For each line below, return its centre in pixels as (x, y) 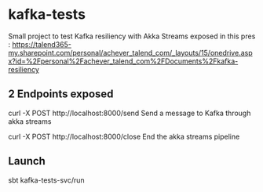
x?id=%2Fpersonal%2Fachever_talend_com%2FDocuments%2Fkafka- (123, 61)
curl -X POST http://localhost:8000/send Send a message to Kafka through (130, 113)
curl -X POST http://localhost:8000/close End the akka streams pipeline (124, 136)
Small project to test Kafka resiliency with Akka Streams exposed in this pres (132, 36)
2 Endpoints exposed (61, 94)
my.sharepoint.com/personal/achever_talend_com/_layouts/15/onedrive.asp (130, 53)
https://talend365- (42, 44)
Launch (27, 161)
